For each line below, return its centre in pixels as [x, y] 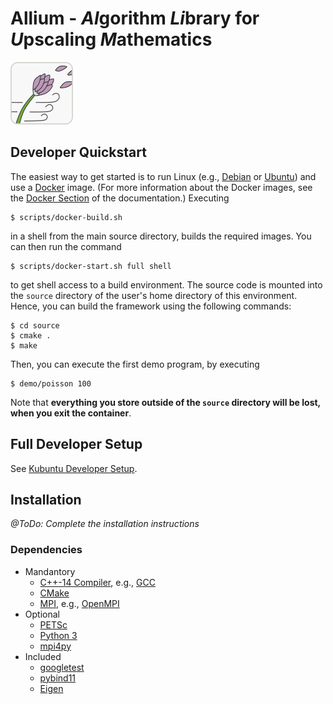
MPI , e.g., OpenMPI [79, 603]
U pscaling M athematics [111, 39]
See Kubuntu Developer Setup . [74, 468]
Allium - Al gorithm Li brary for [135, 18]
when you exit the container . [71, 413]
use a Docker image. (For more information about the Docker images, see [161, 187]
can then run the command [66, 246]
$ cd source [35, 325]
